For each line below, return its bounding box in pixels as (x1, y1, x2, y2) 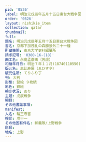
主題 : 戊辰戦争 (5, 93, 31, 98)
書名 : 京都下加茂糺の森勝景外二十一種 (5, 43, 71, 48)
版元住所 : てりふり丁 (5, 71, 42, 76)
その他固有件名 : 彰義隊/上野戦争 (5, 121, 62, 125)
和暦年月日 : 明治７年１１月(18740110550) (5, 61, 81, 66)
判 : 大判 (5, 75, 21, 80)
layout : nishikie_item (5, 20, 51, 26)
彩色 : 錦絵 (5, 84, 24, 89)
